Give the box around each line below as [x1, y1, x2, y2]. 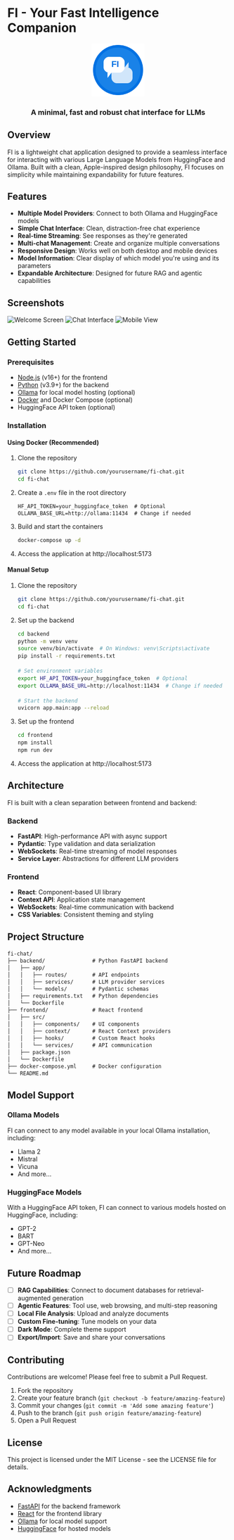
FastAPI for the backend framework [17, 1501, 121, 1510]
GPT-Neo [17, 1239, 45, 1248]
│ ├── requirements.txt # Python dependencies [7, 992, 159, 1000]
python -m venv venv [17, 638, 78, 645]
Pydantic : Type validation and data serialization [17, 840, 156, 848]
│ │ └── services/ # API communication [7, 1042, 152, 1049]
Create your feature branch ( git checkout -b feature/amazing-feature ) [17, 1394, 226, 1402]
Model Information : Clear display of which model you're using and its [17, 254, 219, 263]
